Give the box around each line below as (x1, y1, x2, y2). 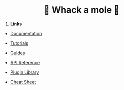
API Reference (10, 59, 40, 65)
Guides (10, 50, 25, 56)
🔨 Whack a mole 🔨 (44, 4, 120, 16)
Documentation (10, 30, 42, 36)
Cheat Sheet (10, 79, 36, 85)
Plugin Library (10, 69, 39, 75)
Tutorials (10, 40, 29, 46)
